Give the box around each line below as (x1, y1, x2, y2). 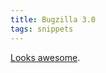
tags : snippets (10, 24, 74, 34)
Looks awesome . (10, 51, 81, 63)
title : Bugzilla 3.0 (10, 14, 97, 25)
